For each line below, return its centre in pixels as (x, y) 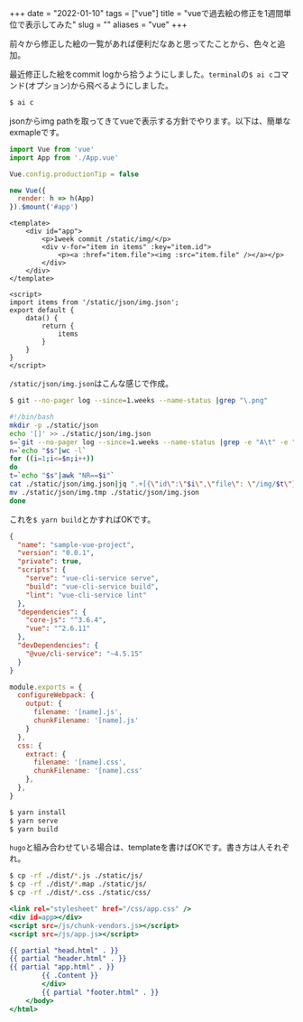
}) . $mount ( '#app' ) (44, 207)
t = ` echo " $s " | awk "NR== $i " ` (62, 476)
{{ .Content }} (70, 976)
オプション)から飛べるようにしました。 (101, 85)
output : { (44, 704)
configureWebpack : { (56, 695)
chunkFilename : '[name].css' (88, 771)
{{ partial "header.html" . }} (68, 959)
